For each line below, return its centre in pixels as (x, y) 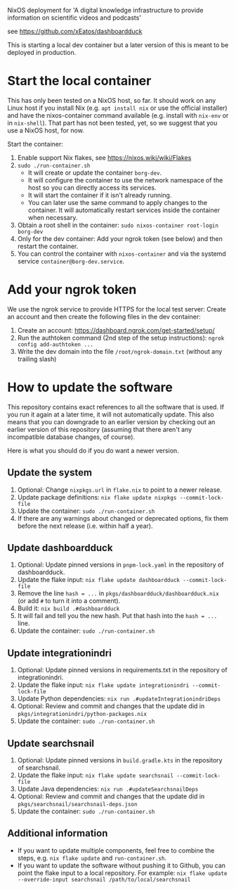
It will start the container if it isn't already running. (100, 195)
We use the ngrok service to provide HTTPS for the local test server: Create (117, 309)
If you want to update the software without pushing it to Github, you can (122, 865)
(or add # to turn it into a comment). (69, 601)
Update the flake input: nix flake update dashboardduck (99, 580)
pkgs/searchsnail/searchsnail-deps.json (77, 805)
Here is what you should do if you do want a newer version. (93, 450)
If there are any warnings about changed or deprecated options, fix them (123, 518)
